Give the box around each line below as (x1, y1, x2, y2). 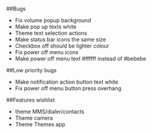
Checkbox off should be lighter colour (14, 42, 110, 49)
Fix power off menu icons (14, 49, 78, 56)
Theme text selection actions (14, 29, 87, 37)
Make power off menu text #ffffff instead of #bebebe (14, 55, 147, 62)
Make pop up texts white (14, 23, 77, 30)
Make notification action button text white (14, 78, 119, 85)
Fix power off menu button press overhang (14, 85, 122, 92)
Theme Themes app (14, 121, 65, 128)
